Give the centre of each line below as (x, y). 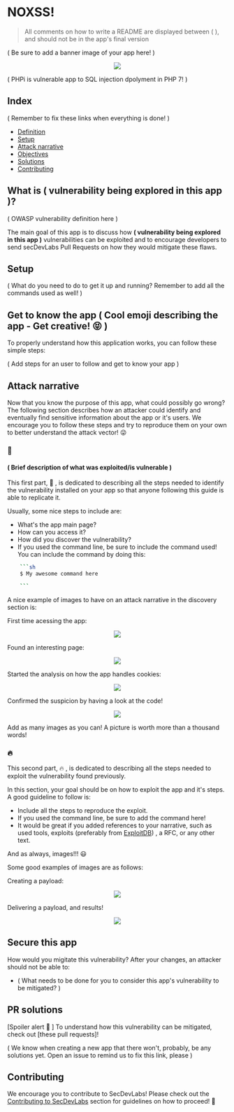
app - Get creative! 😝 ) (58, 326)
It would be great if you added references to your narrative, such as (115, 825)
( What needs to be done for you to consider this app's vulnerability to (118, 981)
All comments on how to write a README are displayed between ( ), (122, 31)
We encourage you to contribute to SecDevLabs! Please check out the (108, 1094)
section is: (22, 607)
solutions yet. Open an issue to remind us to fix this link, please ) (100, 1055)
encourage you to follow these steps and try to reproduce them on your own (117, 425)
